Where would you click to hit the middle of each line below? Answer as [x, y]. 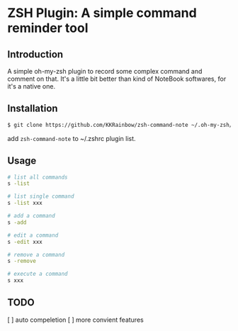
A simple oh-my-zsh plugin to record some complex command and [105, 71]
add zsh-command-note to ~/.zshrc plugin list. [72, 138]
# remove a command [36, 254]
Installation [33, 109]
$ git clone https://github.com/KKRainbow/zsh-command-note [98, 125]
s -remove [22, 261]
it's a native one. [31, 86]
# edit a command [33, 235]
